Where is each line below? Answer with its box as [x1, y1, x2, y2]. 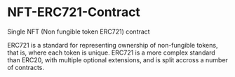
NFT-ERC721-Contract [7, 4, 140, 20]
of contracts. [7, 63, 44, 71]
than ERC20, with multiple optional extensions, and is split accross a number [7, 55, 228, 64]
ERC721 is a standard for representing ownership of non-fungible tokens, [7, 41, 218, 49]
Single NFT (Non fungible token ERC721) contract [7, 27, 150, 36]
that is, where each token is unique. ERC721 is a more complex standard [7, 48, 215, 57]
